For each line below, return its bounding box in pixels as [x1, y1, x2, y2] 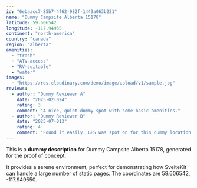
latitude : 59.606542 [6, 20, 57, 25]
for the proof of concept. [6, 152, 67, 159]
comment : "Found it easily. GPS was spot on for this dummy [17, 129, 168, 136]
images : [6, 74, 25, 80]
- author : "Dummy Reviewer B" [11, 113, 86, 119]
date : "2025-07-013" [17, 119, 67, 125]
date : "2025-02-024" [17, 96, 67, 102]
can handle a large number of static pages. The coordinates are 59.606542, [6, 170, 191, 177]
